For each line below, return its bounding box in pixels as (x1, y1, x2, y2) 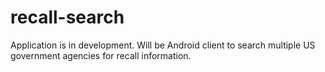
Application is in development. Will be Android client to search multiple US (10, 39, 316, 51)
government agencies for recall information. (10, 49, 192, 61)
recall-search (10, 6, 125, 29)
